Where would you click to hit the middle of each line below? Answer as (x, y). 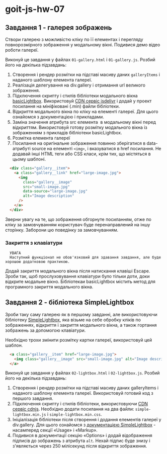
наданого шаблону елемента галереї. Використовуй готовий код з (83, 393)
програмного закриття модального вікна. (49, 287)
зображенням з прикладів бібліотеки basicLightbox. (67, 133)
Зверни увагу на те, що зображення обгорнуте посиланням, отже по (78, 219)
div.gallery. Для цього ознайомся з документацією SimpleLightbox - (84, 425)
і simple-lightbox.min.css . (75, 414)
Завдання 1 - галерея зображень (59, 28)
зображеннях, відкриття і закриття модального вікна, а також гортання (81, 325)
